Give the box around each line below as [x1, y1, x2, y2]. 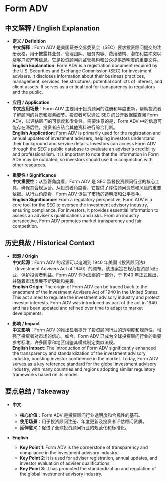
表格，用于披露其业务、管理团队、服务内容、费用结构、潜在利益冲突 [16, 51, 157, 56]
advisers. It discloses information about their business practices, [12, 73, 146, 79]
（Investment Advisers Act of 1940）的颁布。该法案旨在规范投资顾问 [12, 265, 154, 271]
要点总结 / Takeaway [5, 387, 70, 396]
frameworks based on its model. [12, 371, 79, 377]
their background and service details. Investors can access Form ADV [12, 141, 156, 146]
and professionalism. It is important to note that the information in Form [12, 151, 159, 157]
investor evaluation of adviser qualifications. [19, 460, 111, 466]
